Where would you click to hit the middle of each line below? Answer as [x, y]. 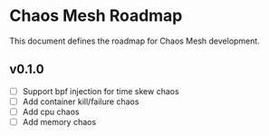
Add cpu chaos [51, 112]
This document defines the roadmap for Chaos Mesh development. [134, 41]
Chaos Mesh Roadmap [96, 16]
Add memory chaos [59, 121]
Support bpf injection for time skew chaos [101, 91]
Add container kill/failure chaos [81, 102]
